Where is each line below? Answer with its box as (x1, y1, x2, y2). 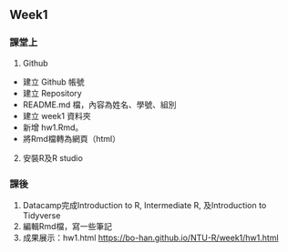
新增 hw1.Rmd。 (22, 122, 84, 133)
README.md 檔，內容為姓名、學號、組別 (22, 99, 177, 110)
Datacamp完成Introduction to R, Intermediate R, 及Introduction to (22, 199, 267, 210)
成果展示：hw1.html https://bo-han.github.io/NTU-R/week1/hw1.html (22, 232, 280, 243)
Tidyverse (22, 209, 61, 221)
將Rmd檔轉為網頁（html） (22, 133, 121, 144)
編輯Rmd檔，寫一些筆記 (22, 220, 112, 231)
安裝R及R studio (22, 152, 84, 163)
